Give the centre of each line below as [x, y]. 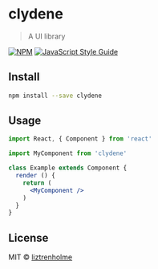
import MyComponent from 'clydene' [68, 153]
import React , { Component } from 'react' [80, 139]
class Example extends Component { [68, 168]
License [28, 238]
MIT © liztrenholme [41, 257]
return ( [37, 183]
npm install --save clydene [55, 96]
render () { [36, 176]
